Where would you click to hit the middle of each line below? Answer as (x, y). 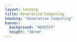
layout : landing (21, 9)
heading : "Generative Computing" (39, 18)
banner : (13, 23)
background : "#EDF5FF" (32, 28)
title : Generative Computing (35, 14)
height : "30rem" (26, 32)
